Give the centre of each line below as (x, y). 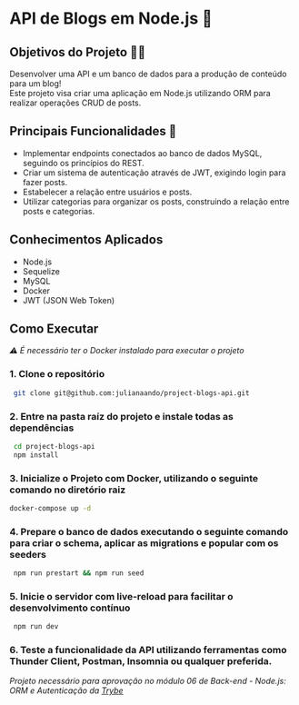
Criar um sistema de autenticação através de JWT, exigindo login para (154, 173)
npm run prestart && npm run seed (79, 573)
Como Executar (54, 329)
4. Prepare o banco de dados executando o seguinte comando (149, 531)
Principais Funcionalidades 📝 (93, 131)
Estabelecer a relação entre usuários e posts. (107, 192)
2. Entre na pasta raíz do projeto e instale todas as (122, 416)
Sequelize (41, 271)
